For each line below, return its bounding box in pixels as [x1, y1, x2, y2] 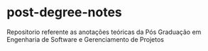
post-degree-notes [6, 4, 122, 21]
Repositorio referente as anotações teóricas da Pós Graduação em [6, 28, 202, 36]
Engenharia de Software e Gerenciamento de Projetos [6, 35, 165, 43]
